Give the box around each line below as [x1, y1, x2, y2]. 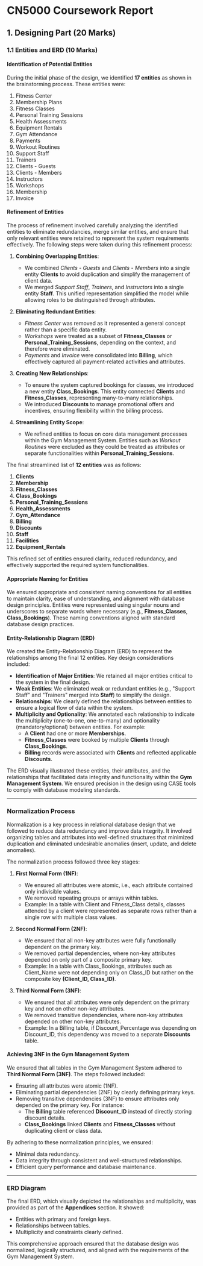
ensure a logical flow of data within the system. [15, 704, 133, 712]
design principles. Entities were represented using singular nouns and [7, 601, 180, 609]
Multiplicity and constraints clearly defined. [15, 1229, 123, 1236]
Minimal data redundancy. [15, 1150, 80, 1158]
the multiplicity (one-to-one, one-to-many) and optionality [15, 717, 160, 724]
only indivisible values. [24, 888, 81, 895]
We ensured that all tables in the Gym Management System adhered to [7, 1064, 183, 1071]
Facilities [15, 537, 39, 544]
